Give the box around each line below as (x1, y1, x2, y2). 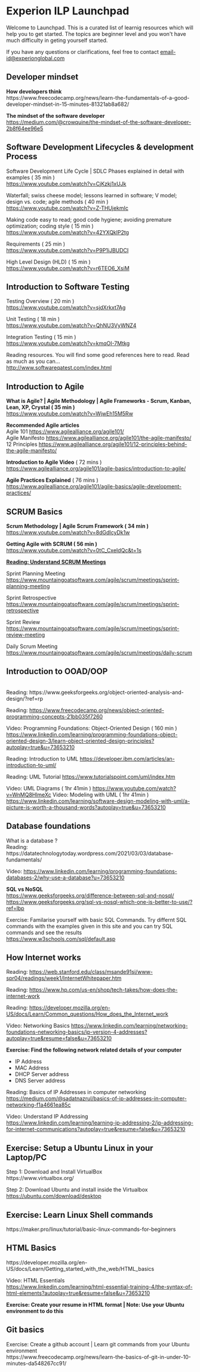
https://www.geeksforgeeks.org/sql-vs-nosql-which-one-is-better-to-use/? (6, 898, 193, 905)
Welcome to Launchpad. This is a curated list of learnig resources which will (6, 24, 194, 31)
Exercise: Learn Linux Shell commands (6, 1209, 153, 1220)
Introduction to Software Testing (6, 282, 130, 292)
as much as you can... (6, 357, 60, 365)
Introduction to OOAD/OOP (6, 667, 108, 677)
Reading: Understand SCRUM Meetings (6, 558, 106, 566)
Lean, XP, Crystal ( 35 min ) (6, 404, 75, 411)
